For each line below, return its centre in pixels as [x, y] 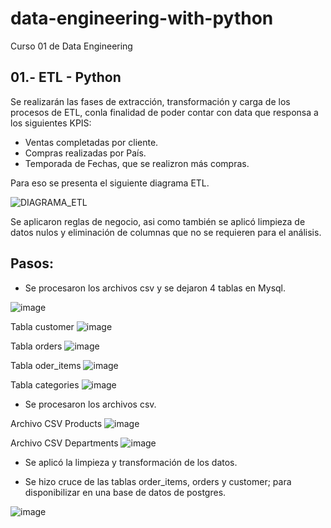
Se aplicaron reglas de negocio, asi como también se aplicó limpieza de [158, 221]
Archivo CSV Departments [64, 443]
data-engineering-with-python [142, 18]
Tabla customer [42, 326]
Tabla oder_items [46, 365]
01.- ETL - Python [66, 77]
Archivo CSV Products [56, 423]
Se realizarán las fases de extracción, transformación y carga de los [150, 101]
